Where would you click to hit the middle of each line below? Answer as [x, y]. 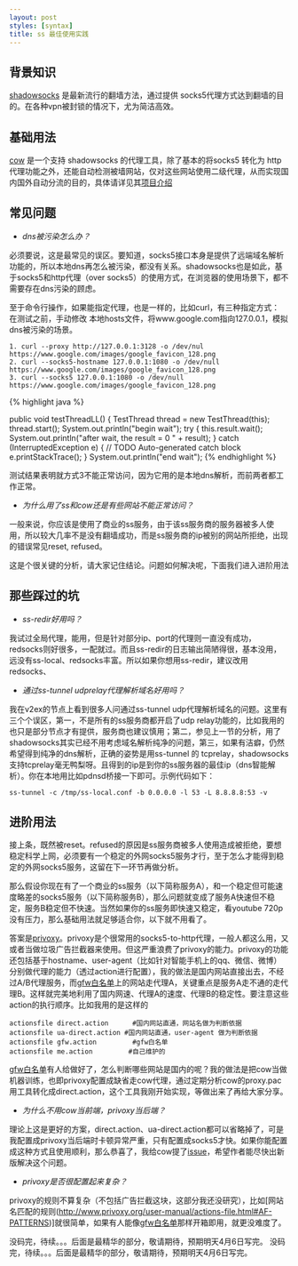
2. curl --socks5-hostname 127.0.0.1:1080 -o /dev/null [114, 362]
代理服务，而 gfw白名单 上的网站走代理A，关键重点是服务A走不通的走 [156, 982]
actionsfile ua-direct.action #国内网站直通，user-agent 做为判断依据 [134, 1033]
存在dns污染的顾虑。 [63, 288]
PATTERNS [29, 1222]
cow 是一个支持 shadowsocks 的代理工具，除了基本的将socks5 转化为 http [145, 160]
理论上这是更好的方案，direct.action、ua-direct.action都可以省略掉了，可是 [147, 1129]
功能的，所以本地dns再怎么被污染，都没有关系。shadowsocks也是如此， [142, 266]
